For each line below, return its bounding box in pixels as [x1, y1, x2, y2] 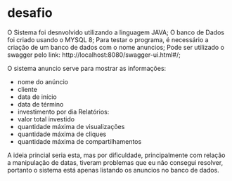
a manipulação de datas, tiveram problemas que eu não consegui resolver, [7, 158, 224, 166]
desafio [7, 5, 53, 21]
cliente [17, 85, 37, 93]
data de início [17, 93, 58, 101]
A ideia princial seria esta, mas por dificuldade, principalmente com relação [7, 151, 226, 159]
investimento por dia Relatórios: [17, 107, 110, 116]
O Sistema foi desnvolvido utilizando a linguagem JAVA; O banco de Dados [7, 28, 225, 36]
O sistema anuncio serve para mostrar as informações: [7, 64, 167, 72]
